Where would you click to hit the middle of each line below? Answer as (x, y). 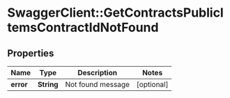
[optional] (152, 84)
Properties (31, 53)
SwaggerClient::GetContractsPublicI (116, 13)
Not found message (98, 84)
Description (97, 73)
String (48, 84)
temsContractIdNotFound (83, 27)
